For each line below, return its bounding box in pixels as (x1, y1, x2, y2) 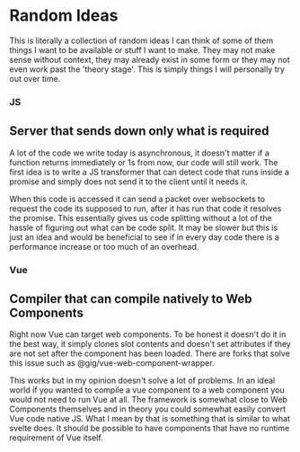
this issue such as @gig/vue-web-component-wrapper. (9, 358, 215, 368)
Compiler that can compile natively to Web (9, 291, 252, 306)
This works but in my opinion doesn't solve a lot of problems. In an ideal (9, 375, 276, 386)
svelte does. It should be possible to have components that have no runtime (9, 423, 290, 434)
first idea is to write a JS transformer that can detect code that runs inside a (9, 166, 290, 177)
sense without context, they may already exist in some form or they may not (9, 54, 290, 65)
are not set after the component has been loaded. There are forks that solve (9, 348, 290, 359)
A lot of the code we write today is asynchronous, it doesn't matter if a (9, 147, 269, 158)
